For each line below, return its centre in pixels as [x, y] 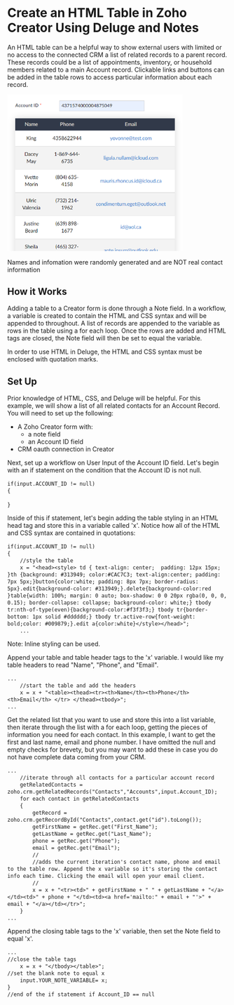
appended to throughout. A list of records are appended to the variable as [114, 324]
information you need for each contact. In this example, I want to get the [111, 735]
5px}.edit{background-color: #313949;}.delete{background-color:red [109, 589]
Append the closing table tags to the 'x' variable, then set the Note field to [114, 931]
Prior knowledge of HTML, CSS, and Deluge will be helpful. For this [104, 399]
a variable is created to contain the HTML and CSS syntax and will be [107, 316]
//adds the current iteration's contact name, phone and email [126, 862]
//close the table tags [42, 959]
